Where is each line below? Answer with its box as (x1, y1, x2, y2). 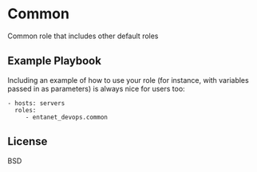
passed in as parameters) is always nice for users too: (7, 84, 185, 93)
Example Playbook (7, 54, 101, 68)
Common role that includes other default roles (7, 31, 159, 41)
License (7, 135, 48, 148)
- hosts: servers (7, 99, 65, 107)
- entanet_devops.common (25, 113, 109, 121)
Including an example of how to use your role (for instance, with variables (7, 75, 249, 84)
